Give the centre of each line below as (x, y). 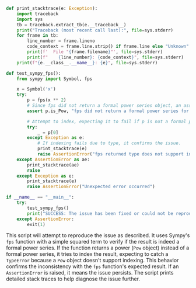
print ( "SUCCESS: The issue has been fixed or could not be (100, 213)
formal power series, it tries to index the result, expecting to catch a (87, 254)
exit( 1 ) (36, 224)
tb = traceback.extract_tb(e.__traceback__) (71, 25)
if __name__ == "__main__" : (40, 197)
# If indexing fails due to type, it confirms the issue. (109, 143)
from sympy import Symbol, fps (55, 79)
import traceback (38, 14)
